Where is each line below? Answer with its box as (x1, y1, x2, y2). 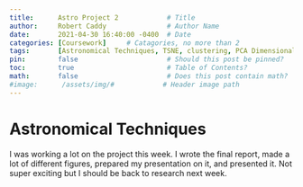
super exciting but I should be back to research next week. (9, 167, 227, 178)
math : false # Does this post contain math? (9, 72, 289, 81)
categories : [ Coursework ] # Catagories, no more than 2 (9, 38, 241, 48)
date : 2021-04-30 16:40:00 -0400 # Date (9, 30, 192, 39)
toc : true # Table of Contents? (9, 64, 248, 73)
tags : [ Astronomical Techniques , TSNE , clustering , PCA (9, 47, 248, 56)
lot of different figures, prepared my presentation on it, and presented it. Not (9, 158, 293, 169)
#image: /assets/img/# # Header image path (9, 80, 241, 89)
